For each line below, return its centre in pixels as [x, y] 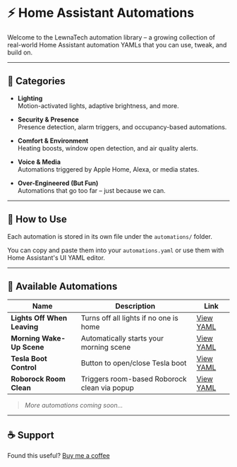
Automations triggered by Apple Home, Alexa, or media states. [108, 169]
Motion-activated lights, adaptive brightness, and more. [98, 105]
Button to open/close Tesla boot [134, 363]
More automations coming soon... [74, 406]
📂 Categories [36, 81]
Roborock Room [38, 379]
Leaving [25, 327]
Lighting [30, 98]
